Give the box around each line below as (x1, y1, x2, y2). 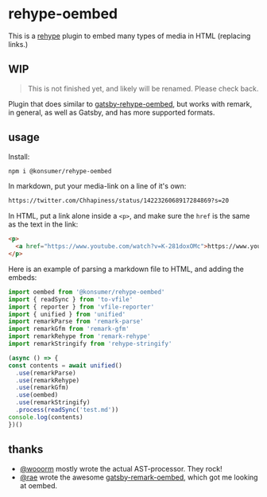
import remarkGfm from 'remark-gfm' (8, 325, 130, 333)
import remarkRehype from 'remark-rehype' (8, 332, 151, 340)
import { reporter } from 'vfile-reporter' (8, 303, 155, 311)
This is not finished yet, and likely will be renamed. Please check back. (27, 83, 259, 93)
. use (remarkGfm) (15, 383, 69, 392)
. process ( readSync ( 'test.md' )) (15, 406, 119, 414)
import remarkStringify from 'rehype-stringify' (8, 340, 172, 348)
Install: (8, 152, 30, 161)
